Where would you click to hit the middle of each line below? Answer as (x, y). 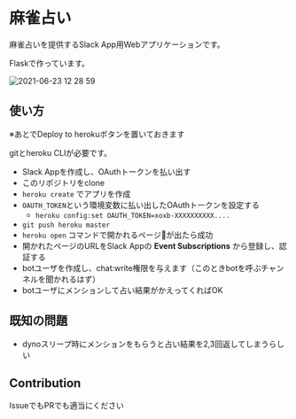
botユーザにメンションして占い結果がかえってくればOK (122, 290)
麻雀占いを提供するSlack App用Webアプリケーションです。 (117, 44)
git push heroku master (66, 225)
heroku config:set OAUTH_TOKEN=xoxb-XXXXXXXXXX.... (132, 215)
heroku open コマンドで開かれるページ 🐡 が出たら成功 (117, 235)
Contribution (45, 383)
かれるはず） (76, 279)
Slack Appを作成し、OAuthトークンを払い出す (106, 171)
